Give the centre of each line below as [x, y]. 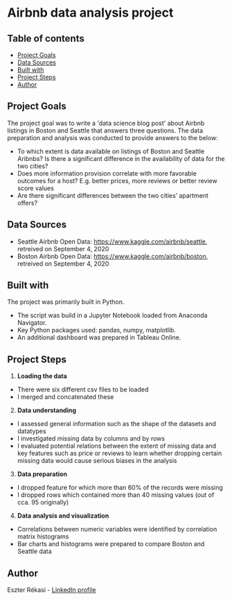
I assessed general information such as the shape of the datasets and [117, 424]
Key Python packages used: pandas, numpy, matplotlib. [97, 330]
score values [35, 188]
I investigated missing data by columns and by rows [91, 439]
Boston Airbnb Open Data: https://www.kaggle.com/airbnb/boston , [113, 256]
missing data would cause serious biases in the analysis [97, 461]
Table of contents [46, 39]
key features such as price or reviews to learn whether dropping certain [119, 453]
